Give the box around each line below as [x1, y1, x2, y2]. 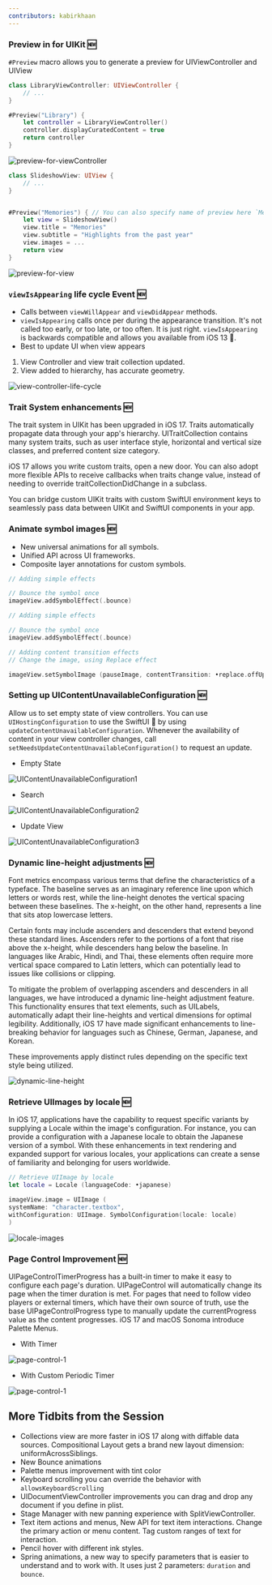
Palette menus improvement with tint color [19, 1465, 162, 1476]
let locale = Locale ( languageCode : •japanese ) [8, 1181, 172, 1189]
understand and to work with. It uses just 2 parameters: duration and [19, 1560, 251, 1570]
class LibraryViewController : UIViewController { [8, 81, 180, 89]
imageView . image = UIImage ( [8, 1196, 107, 1204]
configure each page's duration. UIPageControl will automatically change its [8, 1280, 262, 1290]
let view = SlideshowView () [23, 216, 117, 224]
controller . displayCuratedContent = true [23, 126, 164, 135]
